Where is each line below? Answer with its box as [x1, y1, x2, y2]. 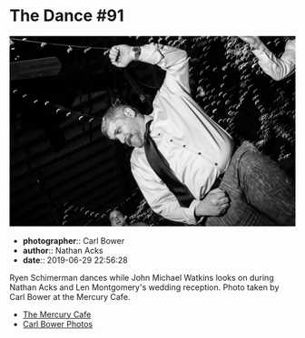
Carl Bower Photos [22, 318, 93, 329]
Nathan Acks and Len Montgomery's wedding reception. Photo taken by [9, 282, 280, 293]
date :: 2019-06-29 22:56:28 [22, 255, 129, 266]
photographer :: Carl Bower [22, 235, 125, 246]
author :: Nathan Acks [22, 245, 103, 256]
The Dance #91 [9, 5, 124, 26]
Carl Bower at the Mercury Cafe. [9, 291, 131, 302]
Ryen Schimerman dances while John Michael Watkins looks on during [9, 272, 274, 283]
